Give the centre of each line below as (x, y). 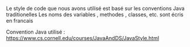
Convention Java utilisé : (36, 32)
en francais (20, 21)
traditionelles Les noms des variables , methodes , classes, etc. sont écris (95, 15)
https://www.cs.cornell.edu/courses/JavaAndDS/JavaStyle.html (83, 38)
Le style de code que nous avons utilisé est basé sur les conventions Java (96, 8)
